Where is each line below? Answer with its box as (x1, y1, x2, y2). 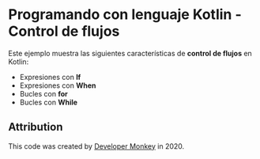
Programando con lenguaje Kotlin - (8, 6, 243, 24)
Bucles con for (19, 89, 69, 98)
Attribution (8, 120, 63, 134)
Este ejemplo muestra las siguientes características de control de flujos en (8, 48, 253, 58)
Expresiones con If (19, 72, 81, 81)
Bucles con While (19, 97, 77, 107)
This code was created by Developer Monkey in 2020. (8, 141, 185, 151)
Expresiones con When (19, 81, 96, 90)
